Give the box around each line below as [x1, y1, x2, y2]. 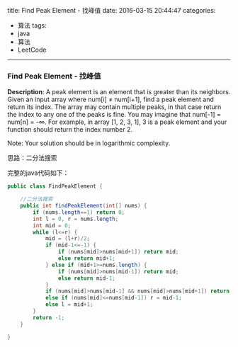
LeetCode [17, 45, 47, 54]
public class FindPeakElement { [7, 183, 103, 190]
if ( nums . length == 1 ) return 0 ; [33, 208, 125, 216]
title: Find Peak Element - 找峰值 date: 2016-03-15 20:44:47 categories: [7, 6, 216, 14]
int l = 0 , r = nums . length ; [33, 215, 119, 222]
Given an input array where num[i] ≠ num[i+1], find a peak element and [7, 95, 215, 104]
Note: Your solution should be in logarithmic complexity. [7, 139, 171, 147]
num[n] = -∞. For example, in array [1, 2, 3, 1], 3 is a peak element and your [7, 118, 227, 126]
